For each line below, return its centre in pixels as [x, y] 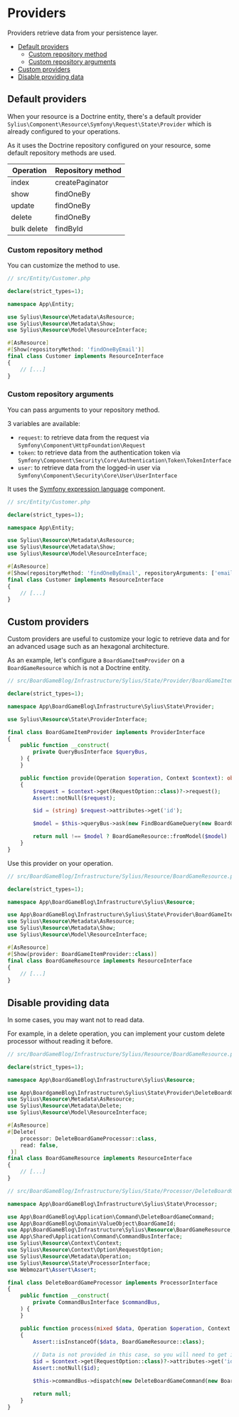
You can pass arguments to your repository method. [84, 410]
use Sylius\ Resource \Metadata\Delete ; [65, 1106]
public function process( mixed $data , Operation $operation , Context [126, 1328]
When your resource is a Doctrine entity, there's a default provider [104, 116]
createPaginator [81, 182]
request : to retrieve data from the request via [83, 437]
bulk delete [30, 228]
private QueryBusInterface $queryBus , [90, 752]
